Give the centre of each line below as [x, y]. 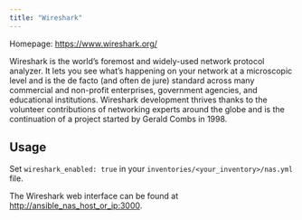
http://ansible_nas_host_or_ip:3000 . [76, 206]
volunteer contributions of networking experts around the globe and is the [147, 109]
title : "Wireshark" [46, 18]
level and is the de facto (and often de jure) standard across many [132, 80]
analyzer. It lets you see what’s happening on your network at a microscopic [151, 71]
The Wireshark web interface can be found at [94, 196]
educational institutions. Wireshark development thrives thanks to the [139, 100]
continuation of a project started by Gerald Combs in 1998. [118, 119]
